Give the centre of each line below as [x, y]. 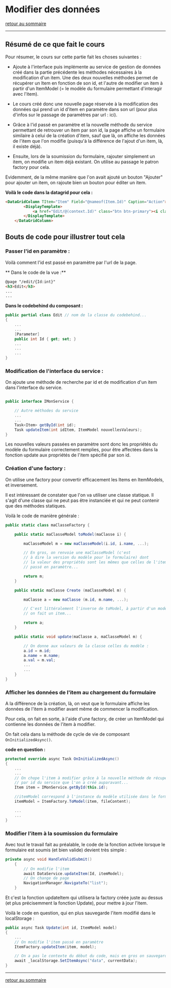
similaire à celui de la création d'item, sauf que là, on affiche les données [89, 135]
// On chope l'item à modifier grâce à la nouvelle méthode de [83, 778]
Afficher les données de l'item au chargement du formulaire [81, 692]
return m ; [34, 576]
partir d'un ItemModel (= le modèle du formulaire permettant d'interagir [87, 89]
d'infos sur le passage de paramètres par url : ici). [65, 115]
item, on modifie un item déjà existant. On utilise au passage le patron [85, 162]
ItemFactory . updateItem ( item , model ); [55, 947]
